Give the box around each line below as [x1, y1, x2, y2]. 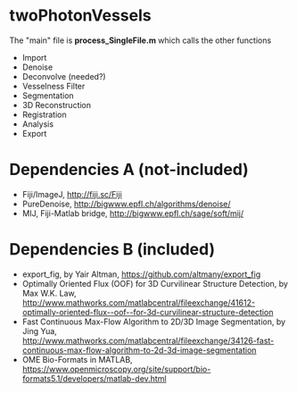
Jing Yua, [21, 325, 58, 336]
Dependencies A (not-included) [9, 160, 250, 180]
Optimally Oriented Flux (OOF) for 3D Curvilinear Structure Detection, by [21, 278, 288, 288]
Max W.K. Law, [21, 288, 77, 298]
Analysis [21, 118, 54, 130]
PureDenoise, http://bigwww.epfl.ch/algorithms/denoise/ [21, 198, 231, 209]
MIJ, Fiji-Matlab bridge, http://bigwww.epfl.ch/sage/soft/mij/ [21, 207, 244, 219]
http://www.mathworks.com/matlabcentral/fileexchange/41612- [21, 297, 256, 308]
